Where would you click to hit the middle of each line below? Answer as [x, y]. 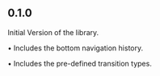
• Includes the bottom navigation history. [75, 48]
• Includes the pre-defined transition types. [80, 63]
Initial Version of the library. [53, 32]
